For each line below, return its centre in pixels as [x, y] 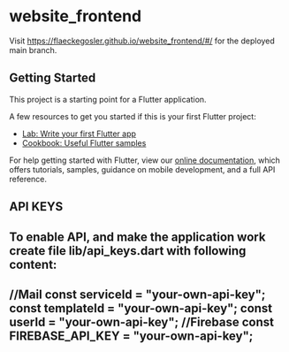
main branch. [33, 50]
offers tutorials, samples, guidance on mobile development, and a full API [142, 169]
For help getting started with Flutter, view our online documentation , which [145, 160]
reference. [28, 179]
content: [33, 264]
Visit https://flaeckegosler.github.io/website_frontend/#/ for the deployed [142, 41]
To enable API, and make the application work [137, 237]
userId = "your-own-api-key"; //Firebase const [142, 321]
